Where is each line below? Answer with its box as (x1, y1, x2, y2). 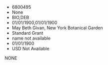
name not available (11, 35, 51, 41)
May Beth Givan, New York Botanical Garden (11, 25, 103, 31)
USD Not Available (11, 46, 50, 51)
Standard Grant (11, 30, 43, 36)
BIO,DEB (11, 15, 29, 20)
